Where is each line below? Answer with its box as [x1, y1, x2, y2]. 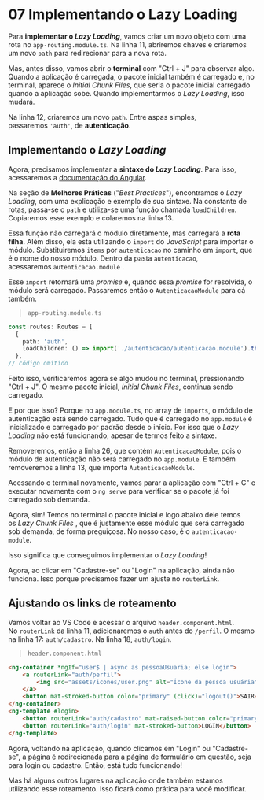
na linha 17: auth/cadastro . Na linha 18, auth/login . [8, 634, 172, 643]
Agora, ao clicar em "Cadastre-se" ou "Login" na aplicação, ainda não [8, 565, 235, 575]
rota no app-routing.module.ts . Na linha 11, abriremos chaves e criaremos [8, 39, 247, 49]
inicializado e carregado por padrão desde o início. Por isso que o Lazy [8, 423, 239, 431]
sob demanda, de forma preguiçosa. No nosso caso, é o [8, 527, 190, 536]
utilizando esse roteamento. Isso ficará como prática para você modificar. [8, 783, 247, 793]
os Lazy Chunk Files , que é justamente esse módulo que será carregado [8, 518, 245, 528]
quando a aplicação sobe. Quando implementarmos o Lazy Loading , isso [8, 88, 245, 98]
